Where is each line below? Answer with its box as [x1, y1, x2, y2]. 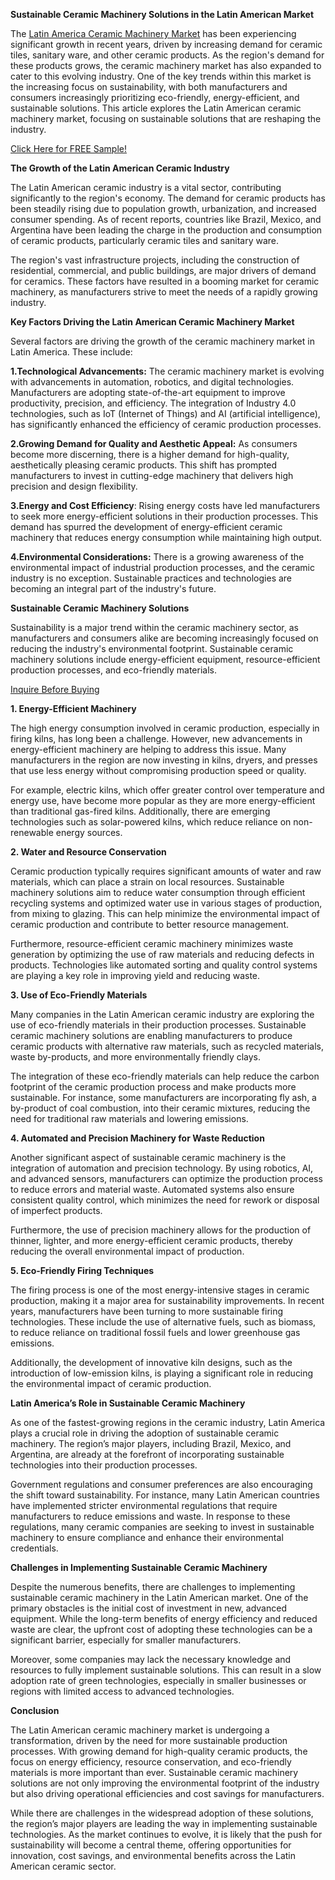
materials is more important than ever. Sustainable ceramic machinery [10, 1767, 299, 1778]
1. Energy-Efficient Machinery [10, 703, 137, 714]
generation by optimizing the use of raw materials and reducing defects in [10, 949, 315, 960]
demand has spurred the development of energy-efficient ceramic [10, 521, 283, 533]
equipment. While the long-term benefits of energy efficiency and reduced [10, 1613, 318, 1624]
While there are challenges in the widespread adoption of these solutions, [10, 1807, 314, 1819]
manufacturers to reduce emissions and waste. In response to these [10, 1510, 291, 1522]
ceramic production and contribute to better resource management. [10, 919, 290, 930]
